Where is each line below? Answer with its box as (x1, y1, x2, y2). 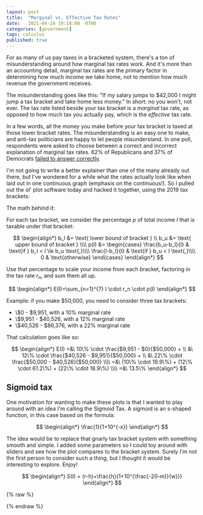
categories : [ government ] (6, 26, 72, 32)
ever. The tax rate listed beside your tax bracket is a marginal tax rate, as (6, 105, 189, 111)
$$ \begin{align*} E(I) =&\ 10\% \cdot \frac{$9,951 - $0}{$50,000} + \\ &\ (11, 345, 193, 353)
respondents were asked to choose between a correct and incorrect (6, 142, 177, 149)
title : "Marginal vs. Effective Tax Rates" (6, 15, 121, 21)
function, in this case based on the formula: (6, 411, 115, 418)
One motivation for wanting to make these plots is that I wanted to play (6, 398, 184, 406)
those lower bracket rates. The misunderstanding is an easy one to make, (6, 129, 190, 136)
